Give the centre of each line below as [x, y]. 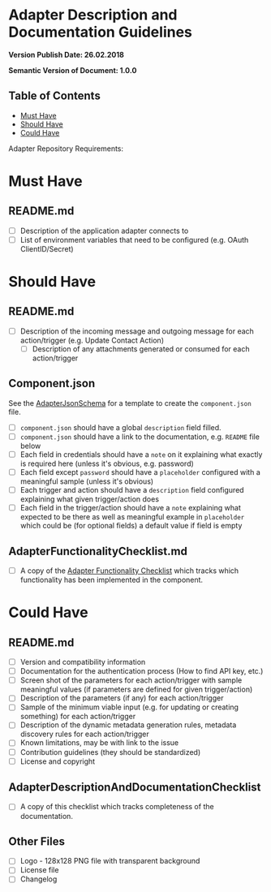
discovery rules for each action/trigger [85, 734]
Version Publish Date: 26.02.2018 [66, 54]
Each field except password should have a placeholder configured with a [140, 472]
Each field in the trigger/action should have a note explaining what [131, 508]
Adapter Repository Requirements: [66, 149]
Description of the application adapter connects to [104, 231]
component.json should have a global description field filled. [120, 427]
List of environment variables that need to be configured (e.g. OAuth [134, 239]
